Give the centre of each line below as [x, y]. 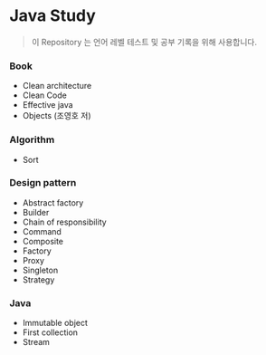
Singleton [40, 270]
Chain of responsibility [64, 222]
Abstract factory [53, 202]
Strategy [38, 279]
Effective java [48, 105]
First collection [50, 332]
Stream [36, 342]
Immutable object [55, 323]
